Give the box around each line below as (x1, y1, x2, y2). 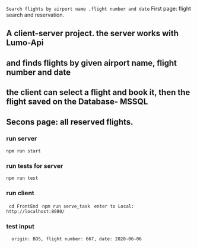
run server (6, 135, 37, 143)
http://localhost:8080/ (6, 209, 65, 215)
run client (6, 189, 34, 198)
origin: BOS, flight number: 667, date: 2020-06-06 (11, 236, 142, 242)
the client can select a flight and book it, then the (6, 87, 190, 97)
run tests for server (6, 161, 63, 170)
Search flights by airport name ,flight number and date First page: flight (6, 5, 192, 12)
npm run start (6, 148, 42, 154)
